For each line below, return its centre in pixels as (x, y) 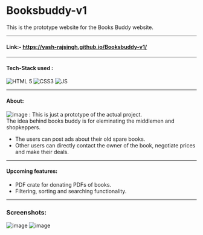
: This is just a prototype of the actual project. (86, 114)
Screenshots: (27, 212)
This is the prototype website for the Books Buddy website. (80, 27)
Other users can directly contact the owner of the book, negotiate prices (105, 145)
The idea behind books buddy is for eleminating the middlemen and (90, 121)
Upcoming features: (32, 171)
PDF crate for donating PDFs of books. (63, 184)
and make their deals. (42, 152)
